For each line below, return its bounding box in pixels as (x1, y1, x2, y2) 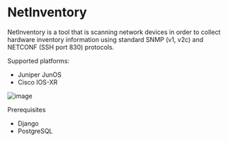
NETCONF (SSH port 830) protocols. (7, 43, 115, 51)
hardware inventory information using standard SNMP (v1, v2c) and (7, 35, 204, 43)
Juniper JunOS (17, 70, 62, 79)
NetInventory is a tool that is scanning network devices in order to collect (7, 28, 221, 36)
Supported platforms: (7, 56, 69, 65)
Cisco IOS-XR (17, 77, 58, 86)
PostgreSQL (17, 126, 53, 135)
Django (17, 119, 39, 128)
